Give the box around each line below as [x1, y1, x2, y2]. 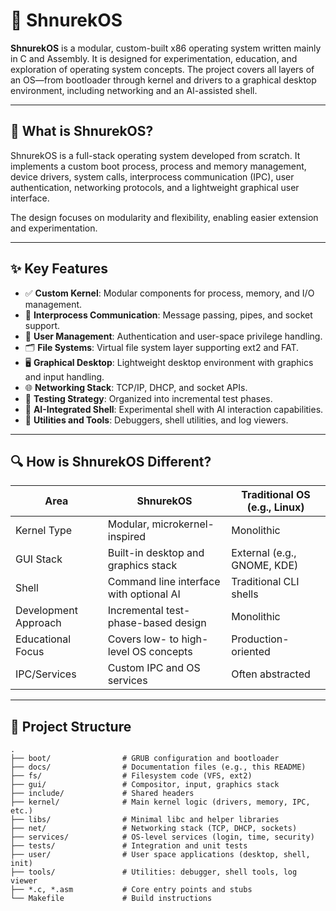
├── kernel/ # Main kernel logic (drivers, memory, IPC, [10, 797, 311, 808]
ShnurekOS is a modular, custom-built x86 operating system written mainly [10, 42, 322, 54]
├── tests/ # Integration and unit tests [10, 841, 248, 851]
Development [15, 604, 78, 618]
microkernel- [151, 517, 215, 531]
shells [231, 587, 259, 601]
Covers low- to [107, 632, 180, 646]
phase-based [107, 616, 173, 630]
